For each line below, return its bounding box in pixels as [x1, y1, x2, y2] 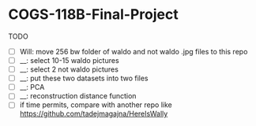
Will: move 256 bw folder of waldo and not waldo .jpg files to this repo [19, 46, 248, 56]
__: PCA [19, 83, 45, 92]
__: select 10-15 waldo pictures [19, 56, 120, 65]
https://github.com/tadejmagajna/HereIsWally [19, 109, 168, 119]
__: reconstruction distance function [19, 91, 137, 101]
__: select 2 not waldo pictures [19, 65, 119, 74]
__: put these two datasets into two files [19, 73, 149, 83]
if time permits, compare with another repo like [19, 100, 172, 109]
